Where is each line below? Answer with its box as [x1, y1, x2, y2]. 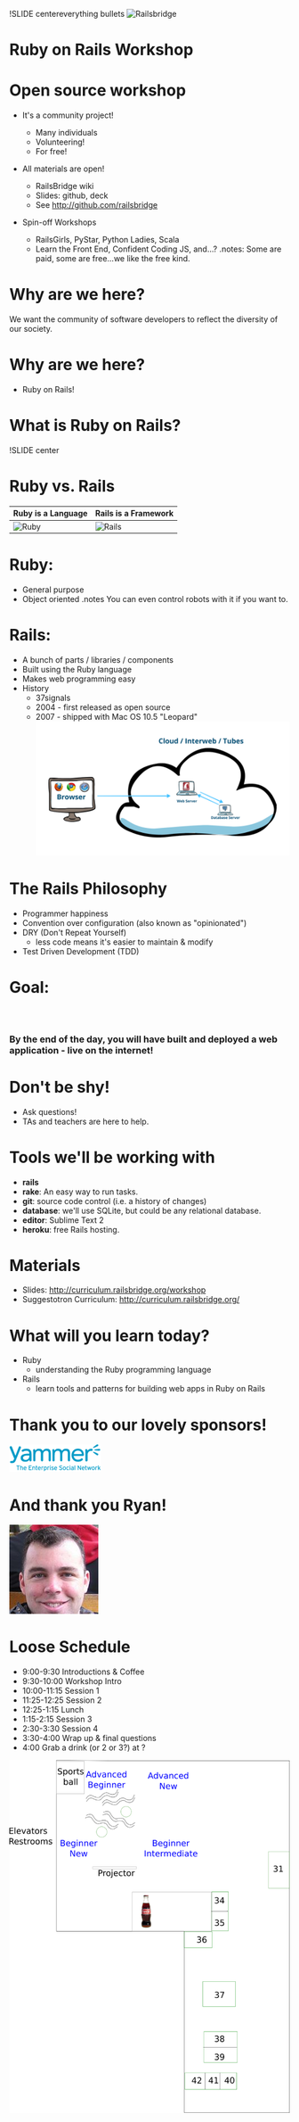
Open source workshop [9, 80, 187, 101]
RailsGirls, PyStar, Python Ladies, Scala [35, 235, 180, 245]
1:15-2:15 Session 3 [21, 1713, 93, 1725]
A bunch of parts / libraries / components [21, 655, 174, 665]
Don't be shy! [9, 1077, 110, 1097]
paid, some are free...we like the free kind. [35, 253, 190, 264]
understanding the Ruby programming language [35, 1365, 212, 1375]
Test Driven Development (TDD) [21, 945, 140, 956]
